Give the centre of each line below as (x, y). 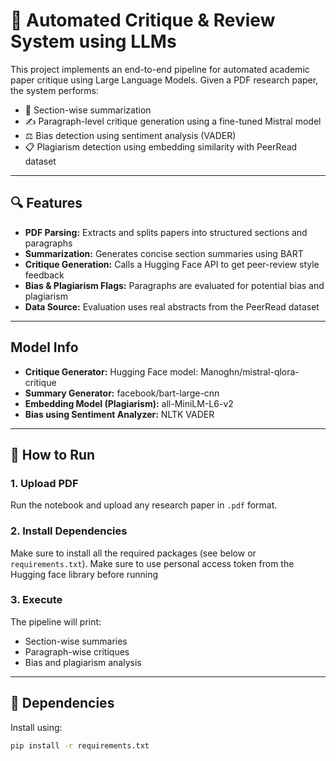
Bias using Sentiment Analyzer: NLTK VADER (119, 414)
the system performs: (54, 90)
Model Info (44, 347)
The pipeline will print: (56, 621)
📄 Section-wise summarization (88, 110)
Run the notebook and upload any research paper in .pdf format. (144, 505)
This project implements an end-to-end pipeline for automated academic (160, 69)
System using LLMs (93, 41)
